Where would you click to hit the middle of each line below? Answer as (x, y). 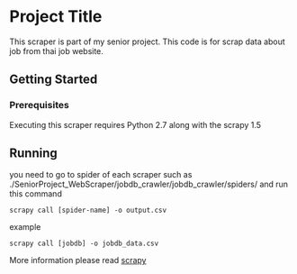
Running (34, 154)
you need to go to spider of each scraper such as (101, 175)
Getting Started (54, 80)
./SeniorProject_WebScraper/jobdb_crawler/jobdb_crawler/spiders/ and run (149, 184)
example (25, 227)
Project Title (56, 17)
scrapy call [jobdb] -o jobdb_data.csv (84, 244)
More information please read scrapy (78, 260)
